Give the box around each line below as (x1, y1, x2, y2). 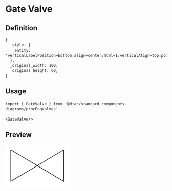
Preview (5, 131, 32, 139)
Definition (5, 23, 37, 32)
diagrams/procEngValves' (5, 106, 58, 111)
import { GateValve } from (5, 101, 63, 106)
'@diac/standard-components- (64, 101, 127, 106)
